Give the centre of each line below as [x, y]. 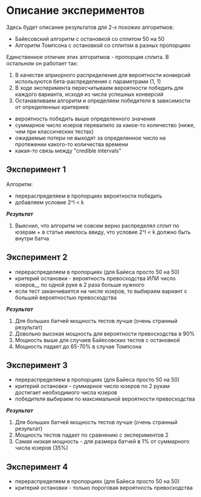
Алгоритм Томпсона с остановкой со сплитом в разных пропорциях [103, 45]
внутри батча [32, 238]
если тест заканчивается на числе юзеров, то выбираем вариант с [101, 291]
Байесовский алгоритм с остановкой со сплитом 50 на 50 [90, 39]
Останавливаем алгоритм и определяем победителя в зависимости [103, 101]
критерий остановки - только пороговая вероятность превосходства [104, 488]
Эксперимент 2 [37, 258]
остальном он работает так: [42, 63]
